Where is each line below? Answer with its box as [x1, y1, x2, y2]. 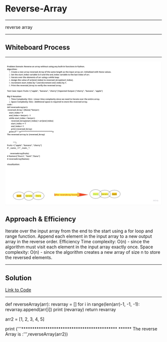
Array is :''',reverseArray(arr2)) [5, 331, 68, 337]
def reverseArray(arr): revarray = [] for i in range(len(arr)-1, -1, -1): [5, 301, 140, 307]
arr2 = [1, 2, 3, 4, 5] [5, 316, 45, 322]
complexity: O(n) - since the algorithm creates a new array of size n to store [5, 249, 161, 255]
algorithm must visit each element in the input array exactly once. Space [5, 244, 153, 250]
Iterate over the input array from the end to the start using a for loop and [5, 228, 153, 234]
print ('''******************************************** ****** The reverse [5, 326, 158, 332]
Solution [5, 274, 32, 282]
